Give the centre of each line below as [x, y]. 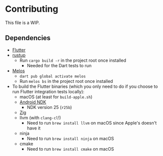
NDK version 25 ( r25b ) [49, 107]
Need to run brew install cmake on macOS [70, 149]
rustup [19, 55]
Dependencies [28, 38]
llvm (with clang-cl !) [40, 117]
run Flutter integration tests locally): [48, 91]
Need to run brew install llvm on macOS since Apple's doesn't [92, 123]
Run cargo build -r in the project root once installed [73, 60]
